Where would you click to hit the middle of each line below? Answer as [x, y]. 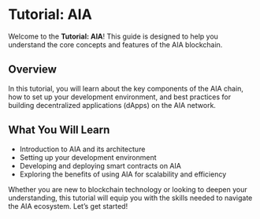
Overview [33, 70]
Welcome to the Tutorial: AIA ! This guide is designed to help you [113, 36]
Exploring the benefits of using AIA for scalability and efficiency [123, 174]
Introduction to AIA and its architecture [82, 149]
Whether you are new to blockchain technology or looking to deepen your [128, 189]
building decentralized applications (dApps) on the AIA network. [112, 105]
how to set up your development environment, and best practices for [120, 97]
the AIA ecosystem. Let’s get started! [68, 206]
